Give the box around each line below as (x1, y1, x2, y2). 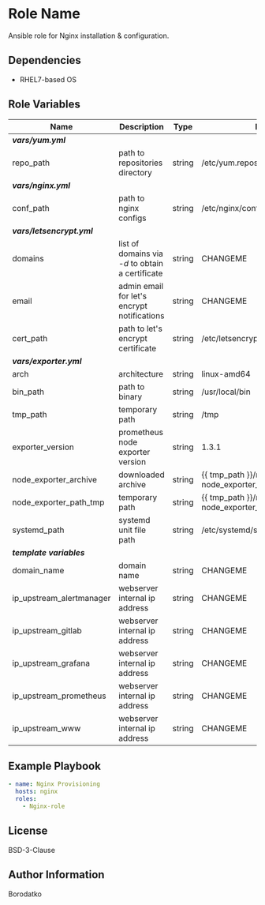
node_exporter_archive (12, 474, 97, 485)
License (8, 824, 48, 838)
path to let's (118, 323, 163, 334)
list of (118, 238, 140, 249)
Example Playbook (8, 759, 101, 772)
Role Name (8, 5, 80, 23)
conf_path (12, 202, 50, 213)
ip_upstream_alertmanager (12, 592, 111, 603)
